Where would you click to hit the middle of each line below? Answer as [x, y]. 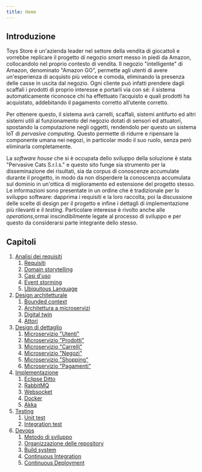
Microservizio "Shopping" [56, 360]
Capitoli [21, 242]
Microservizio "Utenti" [52, 334]
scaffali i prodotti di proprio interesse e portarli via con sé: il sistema [91, 90]
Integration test [43, 424]
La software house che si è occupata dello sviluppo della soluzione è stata [99, 158]
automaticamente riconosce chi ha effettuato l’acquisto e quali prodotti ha [98, 96]
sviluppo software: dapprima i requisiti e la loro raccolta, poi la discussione [99, 197]
